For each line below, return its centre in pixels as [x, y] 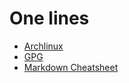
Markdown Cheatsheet [71, 67]
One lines [49, 18]
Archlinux [43, 46]
